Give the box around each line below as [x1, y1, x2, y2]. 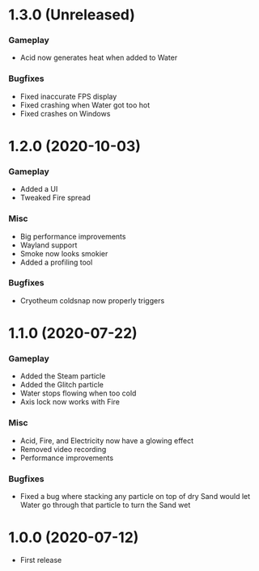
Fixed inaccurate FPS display [19, 91, 117, 101]
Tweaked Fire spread [19, 192, 91, 203]
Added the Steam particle [19, 371, 106, 381]
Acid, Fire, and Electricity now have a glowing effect [19, 435, 194, 446]
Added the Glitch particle [19, 380, 104, 390]
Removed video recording [19, 444, 107, 454]
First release [19, 555, 62, 565]
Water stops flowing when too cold [19, 388, 137, 398]
